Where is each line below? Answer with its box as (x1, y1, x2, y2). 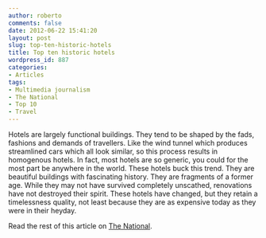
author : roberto (8, 11, 62, 20)
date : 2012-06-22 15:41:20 (8, 26, 98, 34)
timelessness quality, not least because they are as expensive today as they (8, 197, 256, 207)
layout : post (8, 33, 52, 42)
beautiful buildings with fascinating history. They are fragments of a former (8, 172, 254, 181)
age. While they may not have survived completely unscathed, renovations (8, 181, 253, 189)
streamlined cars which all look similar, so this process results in (8, 146, 218, 156)
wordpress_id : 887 (8, 57, 69, 64)
